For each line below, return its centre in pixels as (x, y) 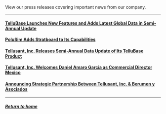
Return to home (21, 107)
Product (14, 56)
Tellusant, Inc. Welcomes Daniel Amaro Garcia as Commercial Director (79, 67)
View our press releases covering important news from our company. (76, 7)
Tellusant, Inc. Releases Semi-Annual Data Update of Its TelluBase (74, 51)
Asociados (17, 89)
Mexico (13, 73)
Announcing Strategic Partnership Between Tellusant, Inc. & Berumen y (80, 84)
